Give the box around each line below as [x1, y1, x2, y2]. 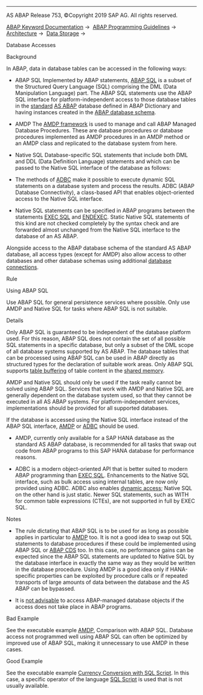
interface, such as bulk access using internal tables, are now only [14, 478, 178, 485]
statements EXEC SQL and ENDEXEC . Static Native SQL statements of [14, 213, 190, 221]
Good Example [6, 658, 43, 665]
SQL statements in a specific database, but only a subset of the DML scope [6, 341, 194, 348]
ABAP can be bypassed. [14, 585, 76, 592]
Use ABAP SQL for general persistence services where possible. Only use [6, 299, 190, 306]
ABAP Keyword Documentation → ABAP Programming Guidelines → [6, 24, 176, 30]
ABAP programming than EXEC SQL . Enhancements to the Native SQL [14, 472, 189, 479]
